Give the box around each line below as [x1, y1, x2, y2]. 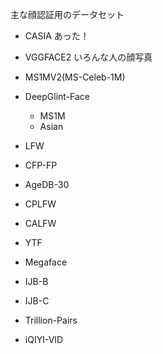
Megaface [24, 256, 68, 268]
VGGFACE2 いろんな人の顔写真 [24, 51, 153, 63]
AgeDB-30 [24, 179, 70, 190]
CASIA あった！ [24, 30, 90, 42]
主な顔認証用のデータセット [10, 9, 125, 20]
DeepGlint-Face [24, 91, 90, 102]
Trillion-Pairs [24, 314, 78, 326]
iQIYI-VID [24, 334, 64, 345]
